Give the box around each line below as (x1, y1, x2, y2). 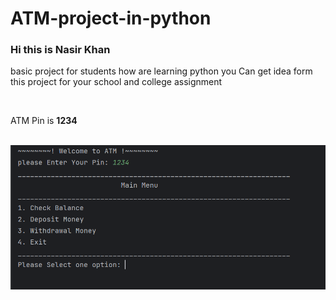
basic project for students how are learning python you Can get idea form (10, 65, 313, 77)
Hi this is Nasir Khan (10, 43, 111, 57)
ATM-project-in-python (10, 7, 212, 30)
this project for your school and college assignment (10, 76, 223, 88)
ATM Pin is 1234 (10, 115, 78, 127)
